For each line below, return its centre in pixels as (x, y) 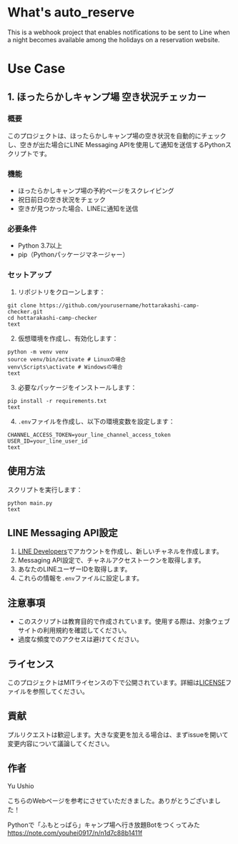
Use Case (36, 69)
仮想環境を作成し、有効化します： (68, 338)
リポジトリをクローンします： (61, 292)
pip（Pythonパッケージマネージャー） (73, 255)
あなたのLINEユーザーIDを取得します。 (74, 569)
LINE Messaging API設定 (63, 533)
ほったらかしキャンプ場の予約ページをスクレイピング (96, 191)
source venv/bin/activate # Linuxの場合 (67, 359)
